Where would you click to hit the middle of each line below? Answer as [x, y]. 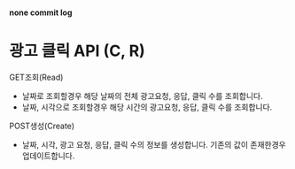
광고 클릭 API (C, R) [78, 51]
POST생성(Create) [42, 126]
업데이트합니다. [48, 156]
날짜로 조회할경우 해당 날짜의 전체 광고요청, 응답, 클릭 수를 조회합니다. [142, 96]
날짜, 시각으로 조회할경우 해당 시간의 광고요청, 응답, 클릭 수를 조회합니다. [147, 107]
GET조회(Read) [36, 77]
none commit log [41, 12]
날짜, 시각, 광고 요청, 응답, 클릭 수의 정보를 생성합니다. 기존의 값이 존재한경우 [154, 144]
